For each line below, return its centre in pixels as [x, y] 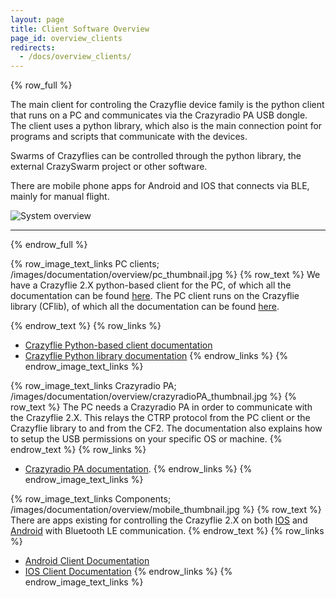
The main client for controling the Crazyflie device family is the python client [167, 105]
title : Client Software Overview [80, 29]
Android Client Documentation [87, 561]
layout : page [37, 19]
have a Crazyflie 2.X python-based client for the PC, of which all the [151, 285]
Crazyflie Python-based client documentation [118, 345]
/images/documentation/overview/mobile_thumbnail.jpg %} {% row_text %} [166, 510]
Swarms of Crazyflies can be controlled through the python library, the [156, 156]
